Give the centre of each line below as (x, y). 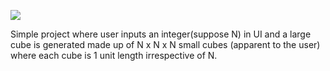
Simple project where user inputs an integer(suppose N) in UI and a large (161, 34)
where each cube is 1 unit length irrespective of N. (114, 55)
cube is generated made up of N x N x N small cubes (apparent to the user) (165, 44)
